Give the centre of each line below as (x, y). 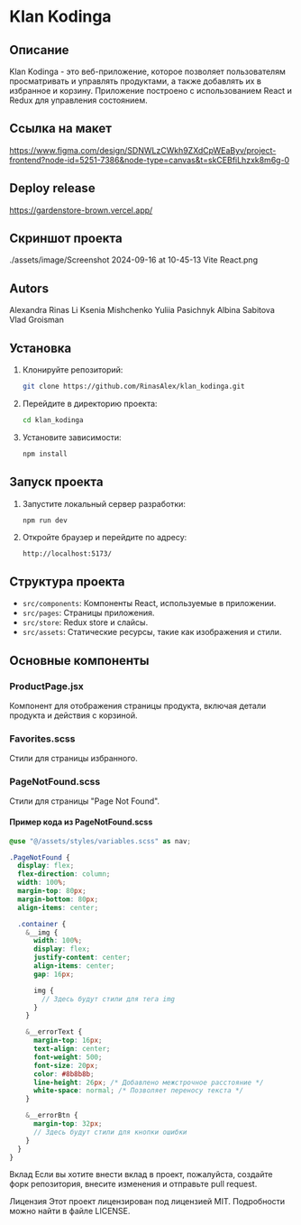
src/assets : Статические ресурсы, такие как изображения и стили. (152, 632)
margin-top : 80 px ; (52, 891)
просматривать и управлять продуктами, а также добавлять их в (136, 81)
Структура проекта (67, 581)
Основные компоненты (79, 660)
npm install (45, 454)
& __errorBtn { (52, 1116)
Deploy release (53, 188)
